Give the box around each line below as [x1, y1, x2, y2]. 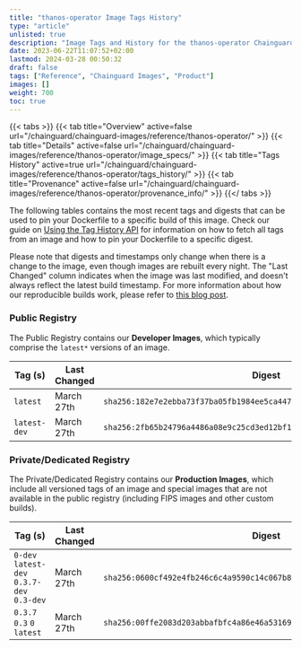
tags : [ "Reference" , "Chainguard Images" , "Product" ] [9, 72, 215, 81]
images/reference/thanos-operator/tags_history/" [9, 169, 193, 180]
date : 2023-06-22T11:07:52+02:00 [9, 47, 134, 56]
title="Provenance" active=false [9, 179, 127, 189]
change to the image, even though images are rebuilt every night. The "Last [9, 261, 288, 272]
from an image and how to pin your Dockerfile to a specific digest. [9, 234, 254, 245]
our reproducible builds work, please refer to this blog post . [9, 289, 228, 301]
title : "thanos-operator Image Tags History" [9, 13, 182, 22]
